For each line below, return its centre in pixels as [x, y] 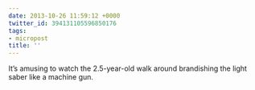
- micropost [28, 38]
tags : [17, 31]
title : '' [25, 46]
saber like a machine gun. [51, 77]
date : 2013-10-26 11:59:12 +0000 [64, 16]
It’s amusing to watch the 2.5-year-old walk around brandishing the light [128, 68]
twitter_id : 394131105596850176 [62, 23]
